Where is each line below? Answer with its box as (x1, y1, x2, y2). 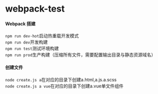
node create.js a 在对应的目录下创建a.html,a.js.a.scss (5, 76, 117, 82)
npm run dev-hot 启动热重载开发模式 (5, 33, 79, 39)
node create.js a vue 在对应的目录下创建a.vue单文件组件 (5, 83, 124, 89)
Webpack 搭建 (5, 21, 36, 27)
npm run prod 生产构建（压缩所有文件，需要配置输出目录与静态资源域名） (5, 52, 156, 58)
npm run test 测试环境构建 (5, 45, 59, 52)
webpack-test (5, 3, 65, 15)
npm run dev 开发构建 (5, 39, 48, 45)
